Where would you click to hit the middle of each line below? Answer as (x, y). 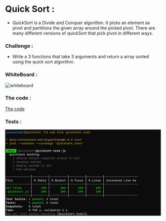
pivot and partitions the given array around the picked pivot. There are (84, 28)
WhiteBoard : (21, 75)
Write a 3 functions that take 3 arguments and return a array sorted (81, 57)
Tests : (13, 122)
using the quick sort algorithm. (43, 62)
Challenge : (19, 46)
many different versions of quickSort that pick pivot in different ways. (83, 33)
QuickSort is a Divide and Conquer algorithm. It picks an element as (81, 23)
